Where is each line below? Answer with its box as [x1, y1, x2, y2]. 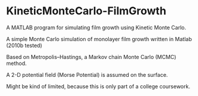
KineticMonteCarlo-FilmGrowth [6, 4, 166, 18]
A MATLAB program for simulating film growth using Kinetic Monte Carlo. [6, 24, 187, 31]
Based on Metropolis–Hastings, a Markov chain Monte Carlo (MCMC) [6, 53, 176, 60]
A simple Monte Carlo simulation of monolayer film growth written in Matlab [6, 35, 193, 42]
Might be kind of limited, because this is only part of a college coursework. [6, 82, 190, 90]
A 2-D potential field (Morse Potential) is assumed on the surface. [6, 71, 168, 78]
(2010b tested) [6, 42, 42, 49]
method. [6, 60, 27, 67]
